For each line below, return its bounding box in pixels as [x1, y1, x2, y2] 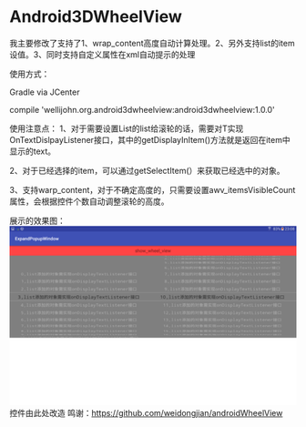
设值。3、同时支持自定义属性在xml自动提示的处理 [9, 48, 196, 60]
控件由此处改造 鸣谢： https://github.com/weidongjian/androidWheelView [9, 407, 283, 418]
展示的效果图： [9, 215, 66, 226]
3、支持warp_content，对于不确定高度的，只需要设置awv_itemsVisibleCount [9, 184, 296, 195]
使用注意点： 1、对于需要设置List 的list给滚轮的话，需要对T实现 [9, 123, 244, 134]
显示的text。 [9, 146, 56, 157]
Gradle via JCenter [9, 86, 80, 97]
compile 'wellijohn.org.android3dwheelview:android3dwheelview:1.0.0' [9, 104, 275, 115]
